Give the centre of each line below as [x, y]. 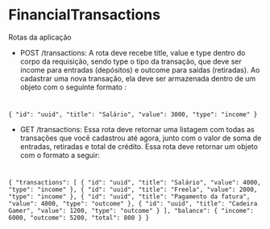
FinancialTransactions [85, 15]
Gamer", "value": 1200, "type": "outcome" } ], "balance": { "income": [131, 211]
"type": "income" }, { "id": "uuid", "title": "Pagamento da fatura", [129, 197]
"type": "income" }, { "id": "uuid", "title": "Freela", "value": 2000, [133, 190]
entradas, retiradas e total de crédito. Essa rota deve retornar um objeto [139, 147]
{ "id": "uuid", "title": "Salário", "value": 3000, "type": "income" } [133, 114]
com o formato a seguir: [60, 156]
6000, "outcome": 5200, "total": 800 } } [79, 218]
